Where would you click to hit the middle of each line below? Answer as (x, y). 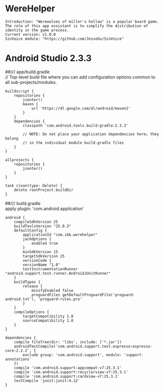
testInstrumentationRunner (50, 269)
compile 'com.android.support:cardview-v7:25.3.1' (67, 376)
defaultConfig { (31, 230)
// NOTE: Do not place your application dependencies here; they (91, 134)
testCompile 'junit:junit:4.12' (47, 381)
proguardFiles (46, 295)
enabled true (44, 243)
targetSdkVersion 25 (44, 256)
